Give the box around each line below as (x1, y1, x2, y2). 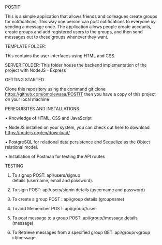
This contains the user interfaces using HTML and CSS (5, 53, 115, 59)
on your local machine (5, 96, 49, 102)
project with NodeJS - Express (5, 67, 66, 73)
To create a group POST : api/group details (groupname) (12, 196, 125, 202)
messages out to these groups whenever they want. (5, 34, 109, 40)
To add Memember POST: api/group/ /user (12, 206, 96, 211)
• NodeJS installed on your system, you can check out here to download (5, 124, 150, 130)
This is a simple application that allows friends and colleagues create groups (5, 14, 158, 19)
